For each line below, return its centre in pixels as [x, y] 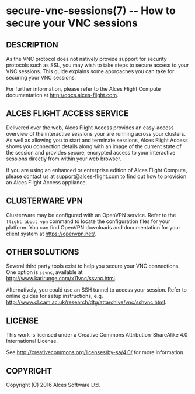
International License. [32, 341]
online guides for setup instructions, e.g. [55, 296]
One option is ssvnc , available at [44, 272]
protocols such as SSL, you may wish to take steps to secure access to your [97, 65]
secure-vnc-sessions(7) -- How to [91, 11]
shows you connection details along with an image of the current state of [94, 146]
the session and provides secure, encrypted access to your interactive [91, 152]
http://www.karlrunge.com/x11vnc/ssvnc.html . [61, 279]
